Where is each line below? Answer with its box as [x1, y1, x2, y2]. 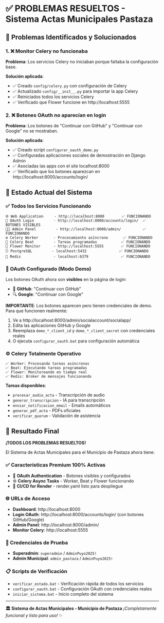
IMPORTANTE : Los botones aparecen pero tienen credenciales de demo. [5, 303, 152, 309]
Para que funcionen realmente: [5, 308, 68, 314]
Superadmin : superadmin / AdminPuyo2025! [12, 550, 97, 556]
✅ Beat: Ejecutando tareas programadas [5, 365, 87, 371]
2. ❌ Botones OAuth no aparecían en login [5, 112, 106, 119]
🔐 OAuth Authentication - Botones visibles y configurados [12, 473, 131, 479]
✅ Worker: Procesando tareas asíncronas [5, 362, 90, 366]
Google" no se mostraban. [5, 128, 58, 134]
